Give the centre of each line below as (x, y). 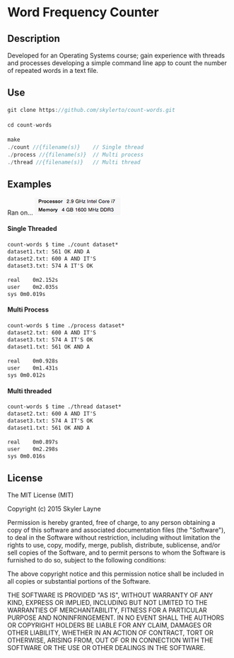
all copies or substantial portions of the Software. (79, 582)
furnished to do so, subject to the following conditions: (87, 560)
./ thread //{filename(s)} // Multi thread (74, 162)
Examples (29, 185)
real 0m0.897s (33, 442)
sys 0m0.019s (27, 294)
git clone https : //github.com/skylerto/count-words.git (91, 110)
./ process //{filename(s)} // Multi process (75, 155)
